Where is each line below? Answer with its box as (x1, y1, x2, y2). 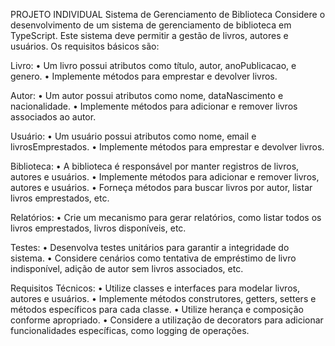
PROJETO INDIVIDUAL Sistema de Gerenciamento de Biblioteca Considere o (10, 9, 326, 20)
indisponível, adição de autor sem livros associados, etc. (10, 263, 244, 274)
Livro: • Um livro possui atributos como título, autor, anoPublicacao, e (10, 60, 297, 71)
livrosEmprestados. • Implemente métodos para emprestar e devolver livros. (10, 141, 325, 153)
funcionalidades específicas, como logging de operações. (10, 325, 250, 336)
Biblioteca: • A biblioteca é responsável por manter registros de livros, (10, 160, 300, 172)
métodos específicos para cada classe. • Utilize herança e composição (10, 304, 304, 315)
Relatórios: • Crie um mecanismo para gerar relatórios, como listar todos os (10, 212, 322, 223)
